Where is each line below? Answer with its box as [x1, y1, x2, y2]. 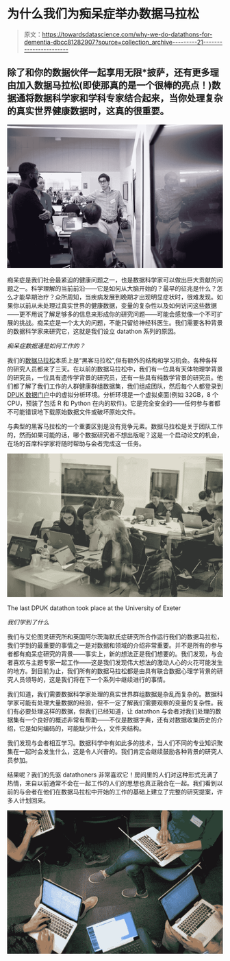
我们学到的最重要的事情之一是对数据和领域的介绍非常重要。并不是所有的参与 [7, 642, 223, 650]
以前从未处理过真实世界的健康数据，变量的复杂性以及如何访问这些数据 [18, 301, 217, 309]
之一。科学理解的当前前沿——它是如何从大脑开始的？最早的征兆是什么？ [12, 284, 217, 292]
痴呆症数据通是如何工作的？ [7, 341, 86, 350]
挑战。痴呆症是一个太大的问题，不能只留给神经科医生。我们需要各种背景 [18, 318, 223, 326]
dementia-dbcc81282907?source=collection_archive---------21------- [23, 38, 223, 46]
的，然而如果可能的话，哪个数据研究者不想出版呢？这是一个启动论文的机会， [7, 430, 223, 439]
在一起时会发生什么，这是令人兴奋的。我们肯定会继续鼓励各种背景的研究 [12, 748, 217, 756]
